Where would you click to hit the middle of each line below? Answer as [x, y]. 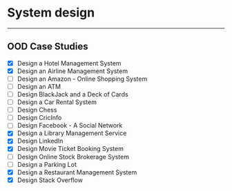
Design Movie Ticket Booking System [70, 149]
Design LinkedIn [40, 141]
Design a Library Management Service [72, 133]
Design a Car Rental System [57, 102]
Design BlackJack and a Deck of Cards [73, 94]
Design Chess [37, 110]
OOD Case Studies [48, 47]
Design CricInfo [39, 118]
